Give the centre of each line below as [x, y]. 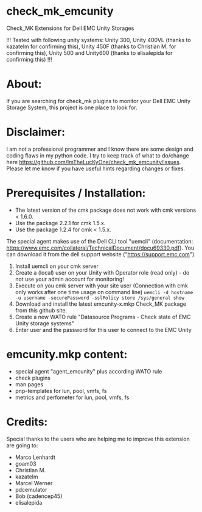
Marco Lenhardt [35, 457]
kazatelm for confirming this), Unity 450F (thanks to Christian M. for [91, 46]
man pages [29, 384]
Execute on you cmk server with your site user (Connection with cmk [102, 286]
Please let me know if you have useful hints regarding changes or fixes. [96, 168]
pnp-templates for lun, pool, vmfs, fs [61, 391]
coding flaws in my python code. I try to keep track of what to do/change [98, 155]
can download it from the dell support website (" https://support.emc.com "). [101, 254]
